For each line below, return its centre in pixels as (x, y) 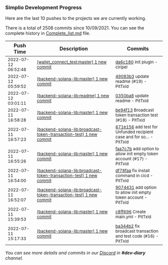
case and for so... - (134, 137)
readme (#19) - (131, 82)
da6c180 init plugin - (136, 62)
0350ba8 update (132, 96)
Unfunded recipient (134, 132)
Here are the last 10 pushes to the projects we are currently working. (76, 18)
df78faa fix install (132, 171)
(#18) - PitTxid (130, 120)
